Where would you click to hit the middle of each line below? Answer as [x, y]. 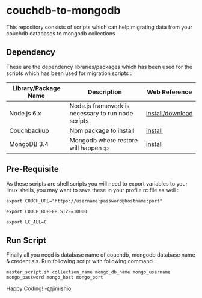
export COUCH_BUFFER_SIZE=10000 [47, 211]
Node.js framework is [99, 106]
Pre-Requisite [32, 169]
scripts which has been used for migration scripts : [69, 73]
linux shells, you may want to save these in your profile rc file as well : [93, 190]
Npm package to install [102, 130]
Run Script [26, 240]
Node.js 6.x [26, 113]
